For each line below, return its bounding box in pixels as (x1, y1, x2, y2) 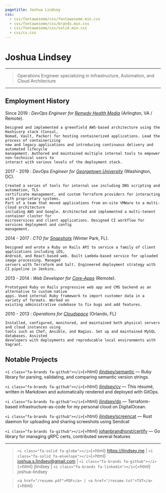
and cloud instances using (5, 325, 61, 329)
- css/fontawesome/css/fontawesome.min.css (9, 16, 100, 21)
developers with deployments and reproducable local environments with (5, 337, 156, 342)
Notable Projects (5, 355, 58, 364)
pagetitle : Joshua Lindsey (5, 7, 61, 12)
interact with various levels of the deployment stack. (5, 160, 123, 164)
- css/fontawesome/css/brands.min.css (9, 21, 90, 26)
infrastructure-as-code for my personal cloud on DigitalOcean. (19, 403, 147, 409)
